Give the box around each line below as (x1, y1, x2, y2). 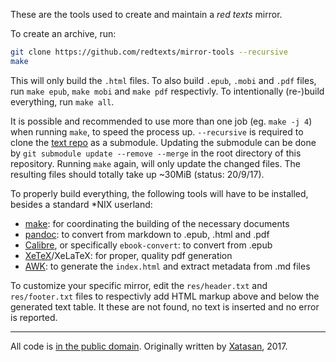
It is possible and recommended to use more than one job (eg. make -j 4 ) (10, 115, 313, 127)
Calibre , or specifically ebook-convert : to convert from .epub (24, 239, 273, 251)
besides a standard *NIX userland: (10, 198, 153, 210)
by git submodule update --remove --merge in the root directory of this (10, 147, 302, 159)
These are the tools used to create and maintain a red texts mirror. (10, 9, 283, 20)
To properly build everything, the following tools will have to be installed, (10, 187, 309, 199)
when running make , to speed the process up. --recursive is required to (10, 125, 304, 138)
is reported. (10, 311, 58, 323)
